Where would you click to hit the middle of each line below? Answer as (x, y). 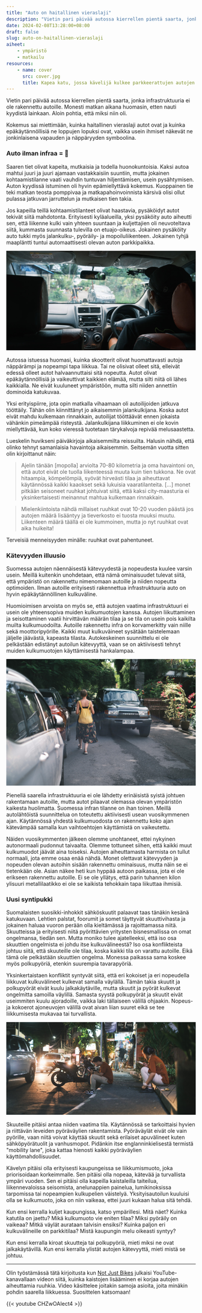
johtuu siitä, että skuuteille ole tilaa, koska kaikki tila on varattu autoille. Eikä (99, 951)
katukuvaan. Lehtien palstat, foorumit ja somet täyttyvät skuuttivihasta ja (96, 919)
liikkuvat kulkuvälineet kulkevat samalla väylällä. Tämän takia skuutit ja (93, 982)
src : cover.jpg (41, 76)
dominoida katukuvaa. (34, 392)
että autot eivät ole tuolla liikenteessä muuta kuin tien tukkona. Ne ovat (108, 472)
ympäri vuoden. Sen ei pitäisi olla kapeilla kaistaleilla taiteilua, (82, 1180)
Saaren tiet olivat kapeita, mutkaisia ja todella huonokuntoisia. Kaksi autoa (98, 166)
